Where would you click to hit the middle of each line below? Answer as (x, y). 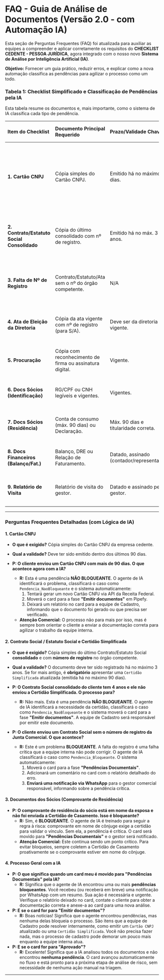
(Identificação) (25, 396)
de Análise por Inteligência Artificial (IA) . (47, 59)
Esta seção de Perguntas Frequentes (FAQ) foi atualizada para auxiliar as (78, 43)
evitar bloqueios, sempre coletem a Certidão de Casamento (79, 847)
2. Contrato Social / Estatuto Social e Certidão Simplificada (66, 641)
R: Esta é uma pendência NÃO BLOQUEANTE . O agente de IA (81, 578)
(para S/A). (68, 331)
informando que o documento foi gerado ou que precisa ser (87, 609)
